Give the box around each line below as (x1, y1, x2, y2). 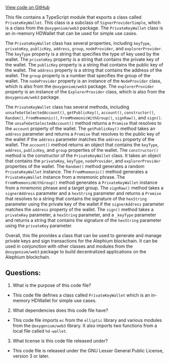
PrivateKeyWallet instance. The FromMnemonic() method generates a (5, 169, 148, 175)
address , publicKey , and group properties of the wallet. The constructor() (5, 147, 159, 153)
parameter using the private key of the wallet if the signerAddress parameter (5, 201, 165, 207)
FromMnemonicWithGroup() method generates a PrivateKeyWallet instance (5, 180, 158, 185)
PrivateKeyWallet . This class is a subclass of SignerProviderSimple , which (5, 20, 161, 25)
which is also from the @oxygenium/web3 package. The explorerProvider (5, 83, 154, 89)
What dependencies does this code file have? (12, 307, 108, 313)
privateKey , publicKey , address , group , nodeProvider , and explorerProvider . (5, 46, 163, 51)
